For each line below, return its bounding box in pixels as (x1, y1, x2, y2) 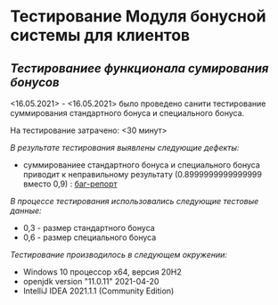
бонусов (10, 74, 60, 90)
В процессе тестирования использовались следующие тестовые (10, 196, 259, 206)
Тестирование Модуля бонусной (10, 6, 266, 27)
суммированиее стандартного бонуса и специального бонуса (22, 160, 261, 170)
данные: (10, 205, 43, 216)
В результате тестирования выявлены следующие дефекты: (10, 143, 240, 152)
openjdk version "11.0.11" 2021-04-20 (22, 276, 159, 286)
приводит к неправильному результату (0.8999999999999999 (22, 169, 262, 179)
